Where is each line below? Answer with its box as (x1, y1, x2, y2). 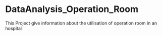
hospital (5, 25, 22, 31)
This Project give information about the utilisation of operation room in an (5, 20, 157, 26)
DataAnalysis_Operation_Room (5, 3, 139, 15)
